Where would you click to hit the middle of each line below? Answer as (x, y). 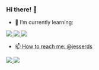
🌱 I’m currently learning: (44, 23)
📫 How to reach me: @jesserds (54, 46)
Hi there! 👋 (22, 9)
